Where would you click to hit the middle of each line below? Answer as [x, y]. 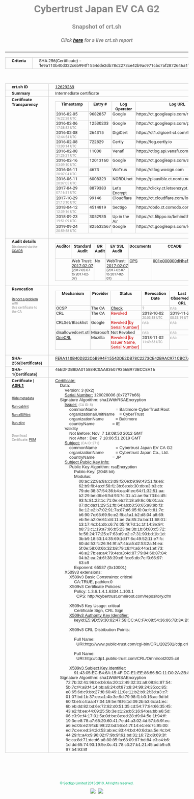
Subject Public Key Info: [87, 462]
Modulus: [83, 476]
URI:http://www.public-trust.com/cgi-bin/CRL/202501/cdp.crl [132, 644]
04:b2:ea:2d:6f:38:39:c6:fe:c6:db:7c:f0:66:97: [121, 558]
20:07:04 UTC [66, 174]
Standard [83, 246]
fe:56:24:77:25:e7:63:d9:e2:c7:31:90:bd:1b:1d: [122, 534]
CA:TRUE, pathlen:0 [93, 582]
